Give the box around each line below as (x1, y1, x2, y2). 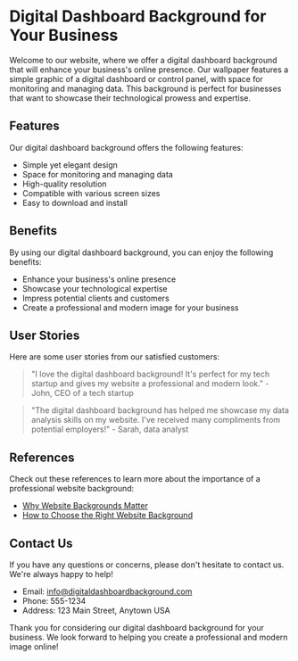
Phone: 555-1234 (21, 596, 87, 606)
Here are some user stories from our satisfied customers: (9, 351, 220, 362)
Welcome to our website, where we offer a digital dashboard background (9, 54, 278, 65)
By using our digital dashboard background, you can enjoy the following (9, 247, 274, 258)
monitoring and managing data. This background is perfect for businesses (9, 83, 282, 94)
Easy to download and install (21, 197, 128, 208)
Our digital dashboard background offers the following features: (9, 142, 244, 153)
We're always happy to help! (9, 569, 113, 579)
